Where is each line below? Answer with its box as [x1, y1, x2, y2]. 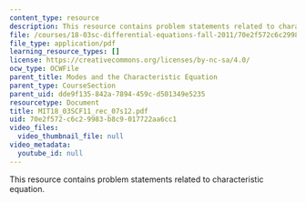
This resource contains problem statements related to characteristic [9, 174, 264, 185]
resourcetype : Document [9, 97, 100, 107]
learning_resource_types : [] [9, 47, 120, 56]
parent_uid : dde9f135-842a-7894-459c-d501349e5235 [9, 89, 206, 98]
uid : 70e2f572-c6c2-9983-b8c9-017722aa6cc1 [9, 115, 178, 124]
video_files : [9, 124, 59, 133]
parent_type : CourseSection [9, 81, 117, 90]
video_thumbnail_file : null [17, 132, 125, 141]
